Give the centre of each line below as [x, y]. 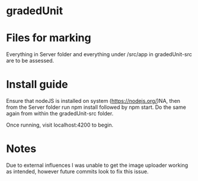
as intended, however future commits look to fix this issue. [77, 172]
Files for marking [49, 38]
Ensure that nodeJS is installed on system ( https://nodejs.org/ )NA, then [93, 101]
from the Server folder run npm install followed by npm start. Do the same [96, 107]
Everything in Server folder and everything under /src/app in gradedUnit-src [99, 54]
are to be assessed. [30, 61]
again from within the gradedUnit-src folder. [60, 114]
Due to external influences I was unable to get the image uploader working [97, 165]
